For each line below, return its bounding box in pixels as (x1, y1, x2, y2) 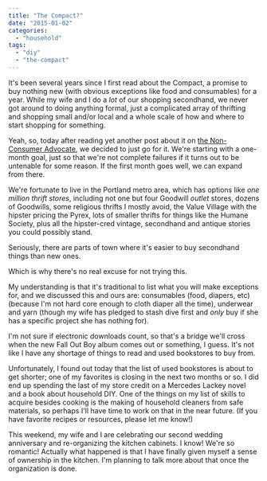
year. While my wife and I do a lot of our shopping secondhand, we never (8, 95, 249, 104)
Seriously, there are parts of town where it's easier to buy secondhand (8, 242, 240, 252)
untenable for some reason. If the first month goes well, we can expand (8, 161, 243, 170)
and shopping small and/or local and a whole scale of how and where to (8, 111, 245, 121)
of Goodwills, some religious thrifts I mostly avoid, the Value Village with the (8, 201, 257, 211)
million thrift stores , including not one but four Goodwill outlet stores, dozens (8, 193, 260, 203)
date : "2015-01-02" (8, 19, 73, 27)
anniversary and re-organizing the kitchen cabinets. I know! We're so (8, 438, 235, 448)
